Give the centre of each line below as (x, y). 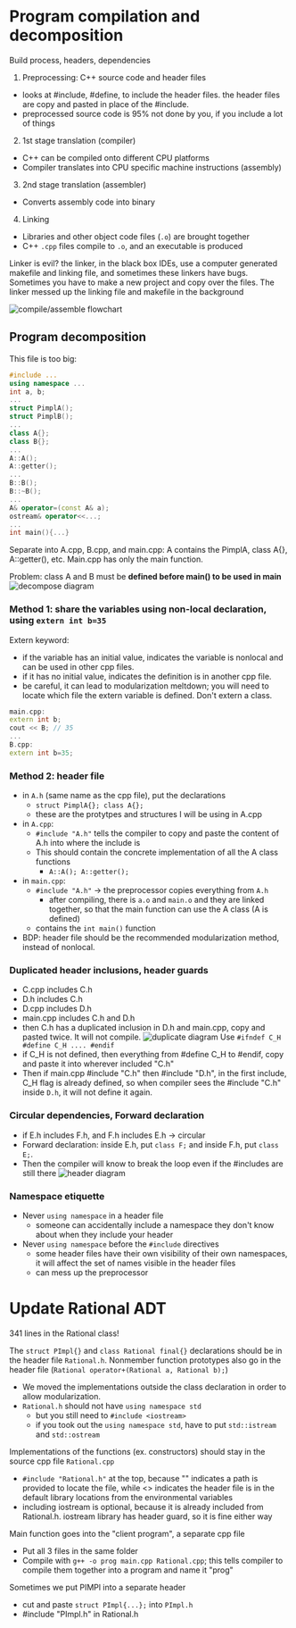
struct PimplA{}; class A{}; (90, 806)
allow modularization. (61, 1396)
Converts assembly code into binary (89, 202)
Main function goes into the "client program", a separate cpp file (127, 1533)
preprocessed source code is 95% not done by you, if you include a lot (152, 113)
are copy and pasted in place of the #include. (105, 104)
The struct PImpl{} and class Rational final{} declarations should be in (146, 1350)
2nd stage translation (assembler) (84, 184)
